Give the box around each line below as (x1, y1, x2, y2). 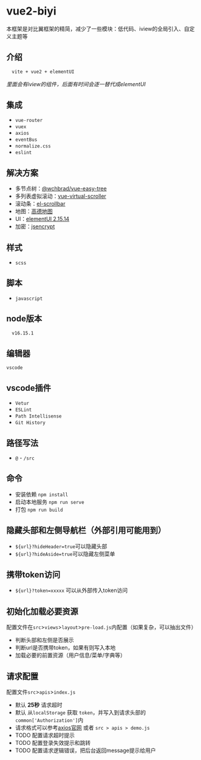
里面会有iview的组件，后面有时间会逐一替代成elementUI (6, 80, 146, 87)
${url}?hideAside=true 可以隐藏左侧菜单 (15, 550, 115, 557)
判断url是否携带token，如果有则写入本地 (15, 644, 116, 651)
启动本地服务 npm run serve (15, 498, 84, 505)
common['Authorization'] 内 (15, 716, 84, 724)
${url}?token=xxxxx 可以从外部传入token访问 (15, 587, 128, 594)
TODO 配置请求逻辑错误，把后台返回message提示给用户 (15, 747, 156, 754)
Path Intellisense (15, 413, 62, 419)
